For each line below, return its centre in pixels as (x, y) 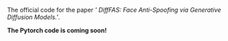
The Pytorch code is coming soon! (57, 30)
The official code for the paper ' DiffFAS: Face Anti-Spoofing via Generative (114, 10)
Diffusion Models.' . (34, 17)
